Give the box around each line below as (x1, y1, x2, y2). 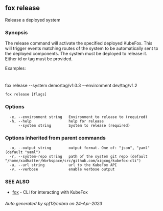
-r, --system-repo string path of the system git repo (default (9, 154, 148, 159)
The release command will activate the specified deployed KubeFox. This (5, 40, 153, 46)
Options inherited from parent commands (5, 134, 106, 141)
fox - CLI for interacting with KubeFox (12, 189, 88, 195)
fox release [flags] (5, 92, 47, 97)
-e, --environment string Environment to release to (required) (9, 115, 148, 119)
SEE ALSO (5, 178, 30, 185)
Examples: (5, 66, 26, 71)
